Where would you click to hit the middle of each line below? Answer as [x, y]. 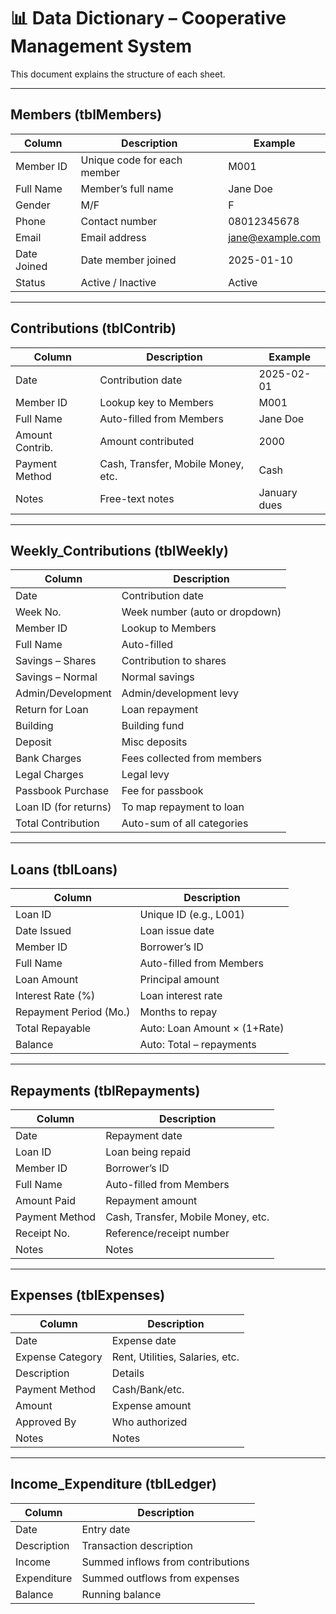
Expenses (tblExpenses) [88, 1295]
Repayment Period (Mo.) [73, 1012]
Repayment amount [151, 1200]
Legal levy [145, 775]
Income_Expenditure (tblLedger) [114, 1484]
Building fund [153, 726]
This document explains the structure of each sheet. [118, 74]
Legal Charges [49, 775]
